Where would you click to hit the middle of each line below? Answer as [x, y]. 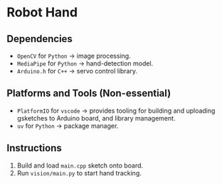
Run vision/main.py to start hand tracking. [79, 173]
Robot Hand [42, 12]
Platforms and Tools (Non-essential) [89, 93]
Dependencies [39, 39]
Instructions [34, 148]
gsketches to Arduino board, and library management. [96, 118]
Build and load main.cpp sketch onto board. [80, 165]
